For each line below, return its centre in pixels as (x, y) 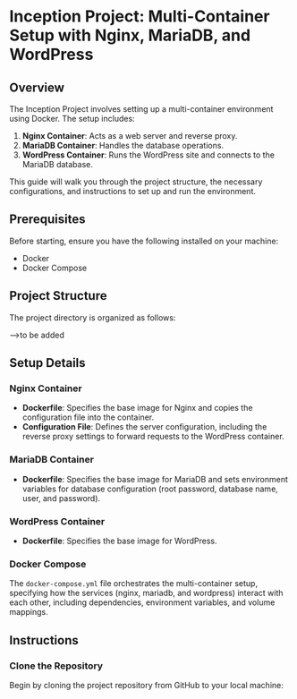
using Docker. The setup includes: (72, 119)
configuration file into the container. (88, 417)
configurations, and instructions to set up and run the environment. (133, 191)
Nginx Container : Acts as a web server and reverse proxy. (130, 136)
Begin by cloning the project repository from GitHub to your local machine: (147, 685)
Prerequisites (47, 220)
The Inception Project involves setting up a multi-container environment (141, 109)
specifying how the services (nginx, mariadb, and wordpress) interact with (146, 593)
